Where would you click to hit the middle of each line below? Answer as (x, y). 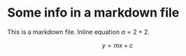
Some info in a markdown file (93, 13)
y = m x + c (117, 45)
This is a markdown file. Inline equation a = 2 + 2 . (79, 32)
